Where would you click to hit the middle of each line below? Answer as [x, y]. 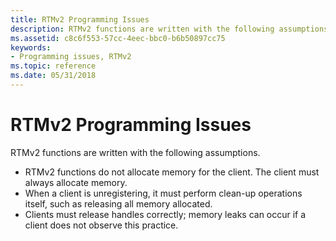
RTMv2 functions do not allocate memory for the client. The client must [172, 172]
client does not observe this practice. [101, 225]
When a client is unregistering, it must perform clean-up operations [163, 193]
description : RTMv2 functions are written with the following [142, 29]
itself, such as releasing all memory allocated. [118, 203]
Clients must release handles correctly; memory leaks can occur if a [165, 214]
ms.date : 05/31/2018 [53, 76]
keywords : [31, 47]
